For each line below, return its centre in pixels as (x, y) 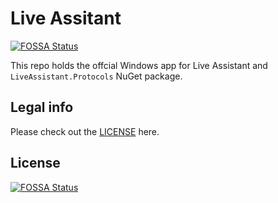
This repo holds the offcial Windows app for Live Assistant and (139, 65)
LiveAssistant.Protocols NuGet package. (96, 76)
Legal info (42, 107)
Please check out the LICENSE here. (85, 131)
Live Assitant (66, 18)
